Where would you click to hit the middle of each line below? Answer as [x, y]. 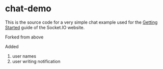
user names [24, 56]
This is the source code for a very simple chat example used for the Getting [81, 22]
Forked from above [24, 37]
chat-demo [28, 9]
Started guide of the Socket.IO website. [45, 27]
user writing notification [36, 61]
